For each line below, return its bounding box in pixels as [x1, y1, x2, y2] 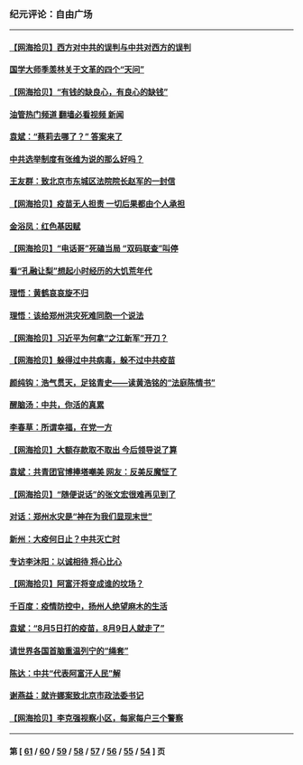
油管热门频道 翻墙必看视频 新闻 [9, 108, 124, 119]
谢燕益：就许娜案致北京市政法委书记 [9, 690, 144, 701]
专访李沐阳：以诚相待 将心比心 [9, 555, 123, 566]
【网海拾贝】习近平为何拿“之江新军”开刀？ [9, 332, 169, 343]
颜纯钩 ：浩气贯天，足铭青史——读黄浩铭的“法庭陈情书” [9, 377, 216, 387]
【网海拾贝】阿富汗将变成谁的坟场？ [9, 578, 144, 589]
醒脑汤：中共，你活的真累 [9, 399, 105, 410]
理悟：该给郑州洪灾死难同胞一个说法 [9, 310, 144, 322]
